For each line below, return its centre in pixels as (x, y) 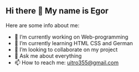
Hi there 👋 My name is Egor (57, 11)
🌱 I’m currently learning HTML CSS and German (74, 43)
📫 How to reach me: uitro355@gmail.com (66, 62)
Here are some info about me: (42, 25)
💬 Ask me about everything (48, 56)
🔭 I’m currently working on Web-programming (71, 37)
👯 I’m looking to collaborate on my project (66, 49)
